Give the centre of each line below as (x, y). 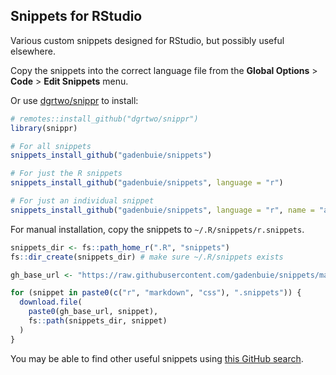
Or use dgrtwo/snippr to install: (74, 100)
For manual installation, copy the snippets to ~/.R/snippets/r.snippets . (157, 229)
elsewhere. (33, 51)
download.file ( (51, 302)
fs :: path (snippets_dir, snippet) (98, 321)
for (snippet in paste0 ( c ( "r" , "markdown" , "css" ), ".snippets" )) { (156, 293)
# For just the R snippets (66, 174)
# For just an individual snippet (82, 201)
